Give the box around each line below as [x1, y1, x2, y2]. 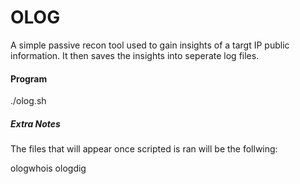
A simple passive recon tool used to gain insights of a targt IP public [10, 39, 290, 51]
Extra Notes [10, 117, 61, 130]
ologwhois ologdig [10, 162, 87, 175]
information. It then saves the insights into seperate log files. [10, 49, 260, 61]
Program [10, 72, 48, 85]
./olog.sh [10, 95, 47, 107]
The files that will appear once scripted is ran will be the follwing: [10, 143, 278, 155]
